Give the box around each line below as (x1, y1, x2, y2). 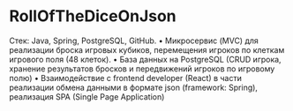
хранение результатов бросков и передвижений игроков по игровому (9, 63, 275, 74)
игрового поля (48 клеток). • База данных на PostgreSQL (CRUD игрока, (9, 54, 282, 64)
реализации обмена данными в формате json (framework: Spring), (9, 82, 259, 92)
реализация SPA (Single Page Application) (9, 91, 165, 102)
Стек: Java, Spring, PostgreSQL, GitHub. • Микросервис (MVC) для (9, 35, 259, 46)
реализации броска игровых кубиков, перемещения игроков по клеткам (9, 44, 285, 55)
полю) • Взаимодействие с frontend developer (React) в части (9, 72, 243, 83)
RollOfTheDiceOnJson (9, 6, 177, 26)
